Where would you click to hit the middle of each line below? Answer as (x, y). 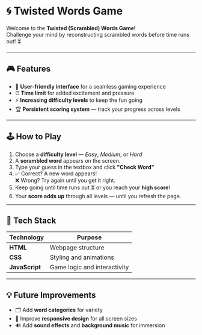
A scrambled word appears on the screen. (68, 160)
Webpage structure (77, 248)
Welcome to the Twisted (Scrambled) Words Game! (71, 28)
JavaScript (25, 268)
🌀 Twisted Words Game (65, 11)
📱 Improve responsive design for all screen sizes (76, 319)
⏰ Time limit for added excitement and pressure (75, 93)
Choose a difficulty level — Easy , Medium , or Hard (78, 154)
